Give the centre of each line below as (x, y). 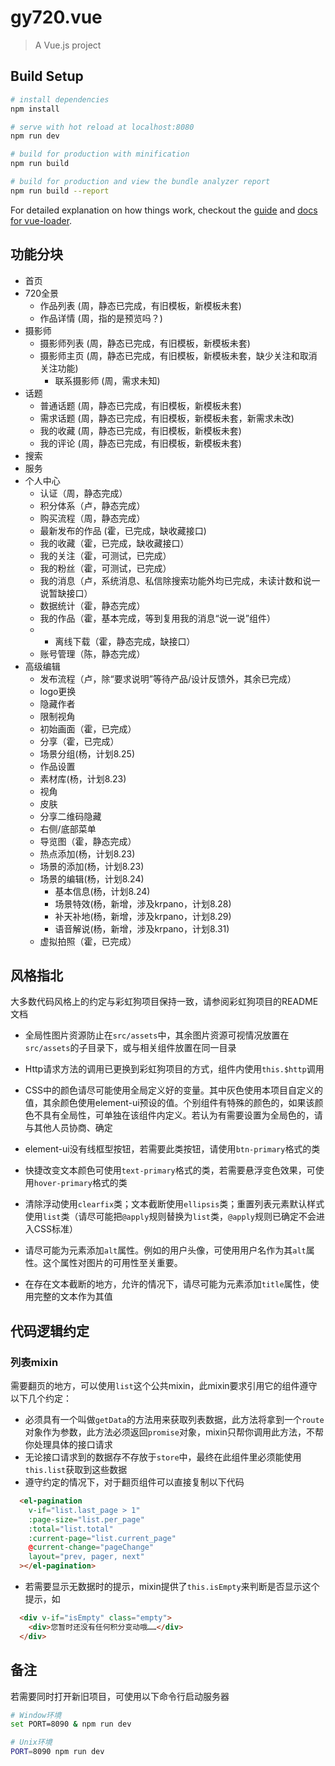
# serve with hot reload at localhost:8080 (102, 127)
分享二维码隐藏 (70, 816)
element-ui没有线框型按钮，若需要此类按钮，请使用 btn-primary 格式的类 (172, 1149)
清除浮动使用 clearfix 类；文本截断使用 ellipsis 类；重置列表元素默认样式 (174, 1204)
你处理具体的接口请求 (68, 1445)
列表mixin (34, 1362)
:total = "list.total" (71, 1529)
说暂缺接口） (66, 593)
